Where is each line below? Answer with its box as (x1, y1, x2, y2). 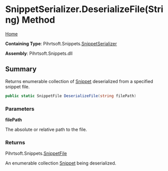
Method (22, 14, 55, 26)
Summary (5, 65, 37, 73)
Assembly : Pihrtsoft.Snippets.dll (5, 50, 73, 56)
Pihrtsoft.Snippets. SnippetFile (5, 150, 67, 156)
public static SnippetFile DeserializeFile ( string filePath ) (5, 93, 137, 99)
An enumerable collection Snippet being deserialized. (5, 160, 117, 166)
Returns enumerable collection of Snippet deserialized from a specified (5, 78, 153, 84)
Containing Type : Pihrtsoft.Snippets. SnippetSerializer (5, 40, 117, 46)
